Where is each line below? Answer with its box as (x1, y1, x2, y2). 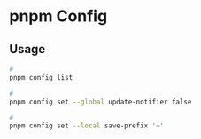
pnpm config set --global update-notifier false (9, 97, 192, 106)
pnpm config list (9, 73, 73, 81)
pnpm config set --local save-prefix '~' (9, 121, 165, 130)
